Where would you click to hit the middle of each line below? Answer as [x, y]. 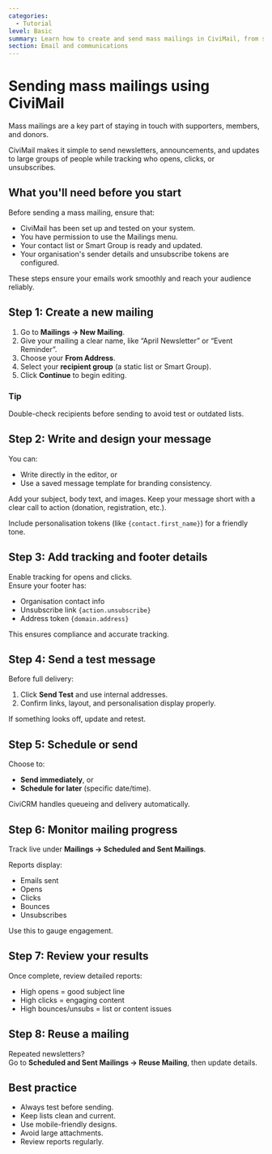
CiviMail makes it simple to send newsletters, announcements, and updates [134, 150]
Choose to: [27, 764]
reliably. [21, 287]
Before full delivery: [41, 679]
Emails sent [39, 881]
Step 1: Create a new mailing [81, 313]
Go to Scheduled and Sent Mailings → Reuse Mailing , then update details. [133, 1062]
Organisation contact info [62, 601]
